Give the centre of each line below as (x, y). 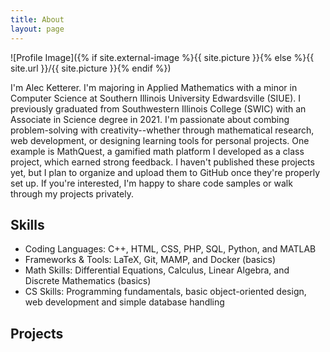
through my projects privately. (72, 193)
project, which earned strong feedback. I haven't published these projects (162, 162)
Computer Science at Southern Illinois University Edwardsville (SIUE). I (156, 98)
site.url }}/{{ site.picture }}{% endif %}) (91, 68)
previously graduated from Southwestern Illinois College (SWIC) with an (158, 108)
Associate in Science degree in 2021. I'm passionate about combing (150, 119)
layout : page (37, 29)
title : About (37, 19)
